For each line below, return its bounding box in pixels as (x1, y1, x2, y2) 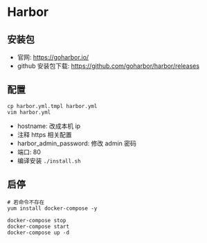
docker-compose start (7, 223, 70, 230)
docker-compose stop (7, 217, 67, 224)
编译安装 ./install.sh (17, 156, 81, 165)
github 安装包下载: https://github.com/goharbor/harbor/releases (17, 62, 199, 70)
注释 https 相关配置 (17, 130, 73, 138)
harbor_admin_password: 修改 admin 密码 (17, 139, 137, 147)
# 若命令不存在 (7, 199, 45, 206)
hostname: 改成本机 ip (17, 122, 81, 130)
